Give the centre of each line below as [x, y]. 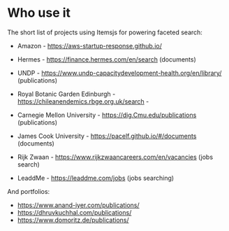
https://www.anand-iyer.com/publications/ [78, 205]
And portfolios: [29, 191]
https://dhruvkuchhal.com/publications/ [74, 212]
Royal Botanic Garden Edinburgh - [66, 94]
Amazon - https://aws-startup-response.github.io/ [89, 45]
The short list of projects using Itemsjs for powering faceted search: [105, 32]
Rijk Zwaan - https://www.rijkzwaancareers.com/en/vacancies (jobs [115, 157]
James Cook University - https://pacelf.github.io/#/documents [107, 136]
